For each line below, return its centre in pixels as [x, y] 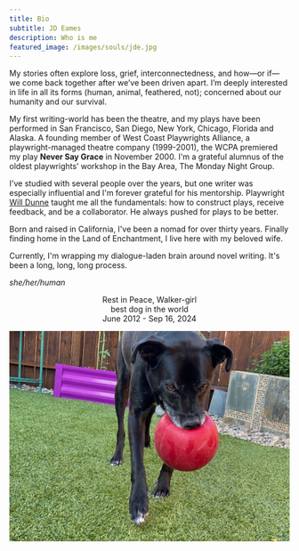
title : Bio [29, 19]
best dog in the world [149, 309]
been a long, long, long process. [68, 265]
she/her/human [37, 283]
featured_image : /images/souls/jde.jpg [83, 47]
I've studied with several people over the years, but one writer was [131, 183]
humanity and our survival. [58, 101]
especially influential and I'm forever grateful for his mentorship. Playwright [147, 193]
